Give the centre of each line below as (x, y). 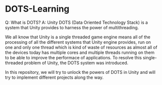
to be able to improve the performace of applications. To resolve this (73, 57)
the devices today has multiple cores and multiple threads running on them (80, 52)
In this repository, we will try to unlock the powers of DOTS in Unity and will (80, 72)
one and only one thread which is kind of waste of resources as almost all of (81, 47)
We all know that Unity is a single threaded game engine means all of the (78, 37)
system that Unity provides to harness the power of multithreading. (72, 27)
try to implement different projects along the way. (54, 77)
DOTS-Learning (37, 9)
